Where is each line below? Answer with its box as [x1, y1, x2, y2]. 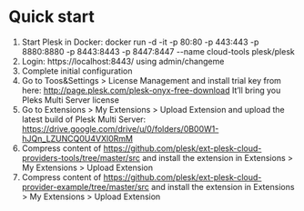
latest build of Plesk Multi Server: [21, 114, 147, 125]
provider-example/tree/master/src [21, 181, 149, 192]
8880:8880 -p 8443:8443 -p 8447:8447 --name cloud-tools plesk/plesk [21, 45, 295, 56]
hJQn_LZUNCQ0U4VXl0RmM [21, 133, 134, 144]
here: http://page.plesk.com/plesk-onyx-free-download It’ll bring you [21, 85, 281, 95]
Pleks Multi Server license [21, 94, 120, 105]
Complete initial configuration [21, 65, 133, 76]
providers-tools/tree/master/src [21, 152, 141, 163]
